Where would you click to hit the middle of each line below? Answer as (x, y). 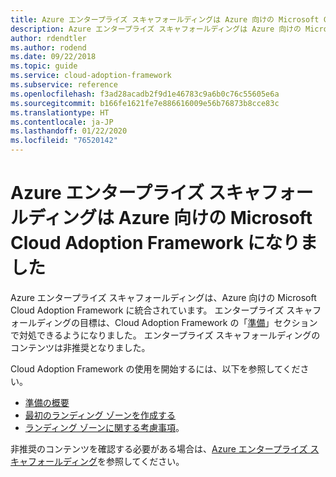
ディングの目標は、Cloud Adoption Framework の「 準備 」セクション (177, 322)
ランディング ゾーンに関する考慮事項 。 (104, 427)
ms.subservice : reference (64, 85)
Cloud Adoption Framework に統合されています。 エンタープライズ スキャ (161, 310)
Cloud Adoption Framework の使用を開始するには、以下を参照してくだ (155, 368)
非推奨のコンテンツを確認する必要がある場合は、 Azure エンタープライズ (159, 448)
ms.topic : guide (44, 66)
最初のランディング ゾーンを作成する (100, 415)
